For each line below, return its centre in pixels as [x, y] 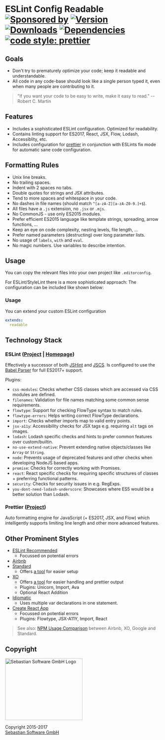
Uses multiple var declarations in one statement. [69, 603]
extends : [14, 320]
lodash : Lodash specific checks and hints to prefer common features [82, 437]
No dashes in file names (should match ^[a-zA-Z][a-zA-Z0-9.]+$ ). [79, 203]
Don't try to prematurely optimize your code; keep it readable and [79, 71]
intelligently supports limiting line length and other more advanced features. [82, 523]
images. [20, 431]
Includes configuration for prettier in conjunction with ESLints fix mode [84, 144]
